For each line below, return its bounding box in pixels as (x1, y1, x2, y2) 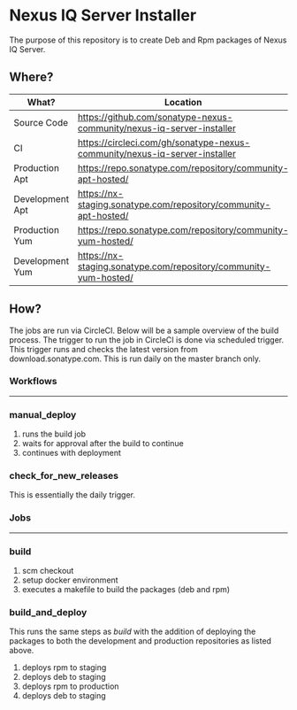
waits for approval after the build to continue (21, 438, 184, 449)
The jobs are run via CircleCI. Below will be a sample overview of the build (9, 325, 279, 336)
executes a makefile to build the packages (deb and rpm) (21, 584, 231, 595)
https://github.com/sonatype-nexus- (77, 111, 233, 123)
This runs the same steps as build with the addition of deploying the (9, 626, 256, 637)
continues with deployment (21, 448, 122, 459)
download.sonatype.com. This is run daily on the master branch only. (9, 353, 261, 364)
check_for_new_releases (9, 470, 119, 482)
